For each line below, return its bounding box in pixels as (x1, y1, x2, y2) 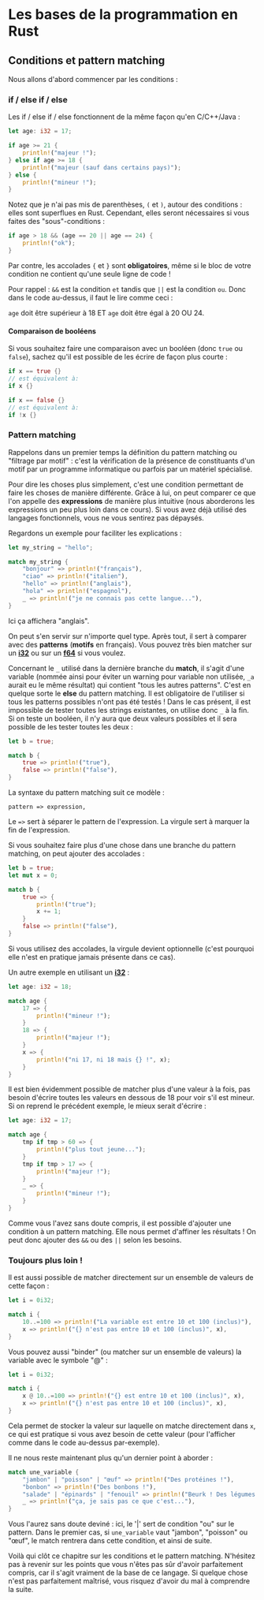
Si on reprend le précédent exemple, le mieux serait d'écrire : (8, 1102, 206, 1111)
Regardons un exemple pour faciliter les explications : (8, 528, 183, 538)
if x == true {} (8, 367, 61, 375)
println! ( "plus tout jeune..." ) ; (36, 1146, 147, 1154)
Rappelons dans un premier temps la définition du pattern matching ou (8, 447, 238, 457)
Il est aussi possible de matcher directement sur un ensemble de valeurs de (8, 1273, 254, 1282)
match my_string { (8, 558, 69, 565)
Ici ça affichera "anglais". (8, 616, 90, 625)
